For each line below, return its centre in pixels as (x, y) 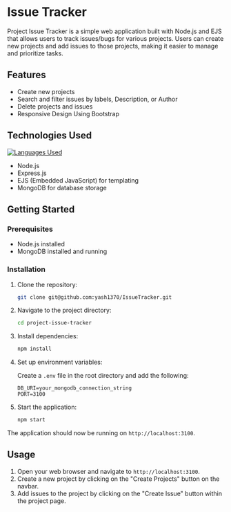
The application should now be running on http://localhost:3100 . (101, 433)
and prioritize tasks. (35, 53)
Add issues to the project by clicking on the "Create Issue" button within (120, 493)
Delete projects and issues (55, 106)
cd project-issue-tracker (54, 323)
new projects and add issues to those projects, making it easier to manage (113, 46)
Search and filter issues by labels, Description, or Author (97, 99)
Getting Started (41, 209)
